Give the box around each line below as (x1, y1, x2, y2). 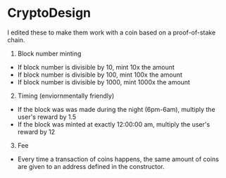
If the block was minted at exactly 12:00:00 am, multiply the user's (17, 120, 211, 128)
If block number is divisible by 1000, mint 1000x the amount (17, 77, 190, 86)
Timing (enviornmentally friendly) (17, 91, 115, 100)
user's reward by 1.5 (17, 113, 77, 121)
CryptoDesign (7, 5, 92, 21)
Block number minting (17, 49, 82, 58)
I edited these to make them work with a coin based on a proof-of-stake (7, 28, 216, 37)
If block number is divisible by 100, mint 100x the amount (17, 70, 183, 79)
